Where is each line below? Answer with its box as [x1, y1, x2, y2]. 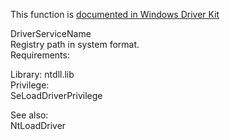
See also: [10, 109, 49, 121]
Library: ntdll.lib [10, 69, 75, 80]
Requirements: [10, 49, 70, 61]
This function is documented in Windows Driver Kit [10, 9, 220, 20]
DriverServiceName [10, 28, 92, 39]
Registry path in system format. [10, 39, 140, 50]
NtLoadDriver [10, 120, 67, 131]
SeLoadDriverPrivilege [10, 90, 103, 101]
